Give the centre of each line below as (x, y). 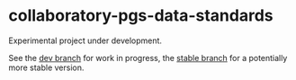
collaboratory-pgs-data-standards (141, 16)
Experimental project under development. (85, 40)
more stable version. (46, 67)
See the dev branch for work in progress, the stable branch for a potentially (148, 58)
